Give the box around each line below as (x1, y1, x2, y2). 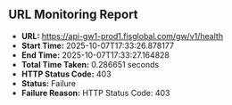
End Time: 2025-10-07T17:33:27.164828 (21, 49, 170, 61)
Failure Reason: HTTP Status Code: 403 (21, 87, 170, 98)
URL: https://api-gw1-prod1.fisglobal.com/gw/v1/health (21, 30, 224, 41)
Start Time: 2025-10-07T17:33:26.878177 (21, 40, 175, 51)
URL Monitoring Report (8, 7, 139, 22)
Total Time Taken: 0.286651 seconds (21, 59, 160, 69)
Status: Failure (21, 77, 77, 88)
